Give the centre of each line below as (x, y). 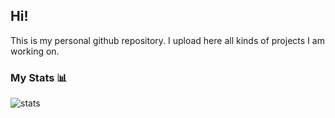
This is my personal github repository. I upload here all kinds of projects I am (167, 40)
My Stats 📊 (39, 77)
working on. (35, 51)
